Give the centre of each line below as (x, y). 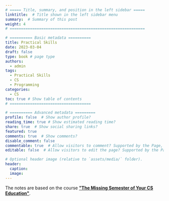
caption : (19, 169)
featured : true (21, 131)
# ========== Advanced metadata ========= (50, 113)
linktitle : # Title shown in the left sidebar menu (62, 15)
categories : (18, 89)
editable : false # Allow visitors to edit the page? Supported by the (82, 150)
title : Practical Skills (31, 43)
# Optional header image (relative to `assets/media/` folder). (74, 160)
